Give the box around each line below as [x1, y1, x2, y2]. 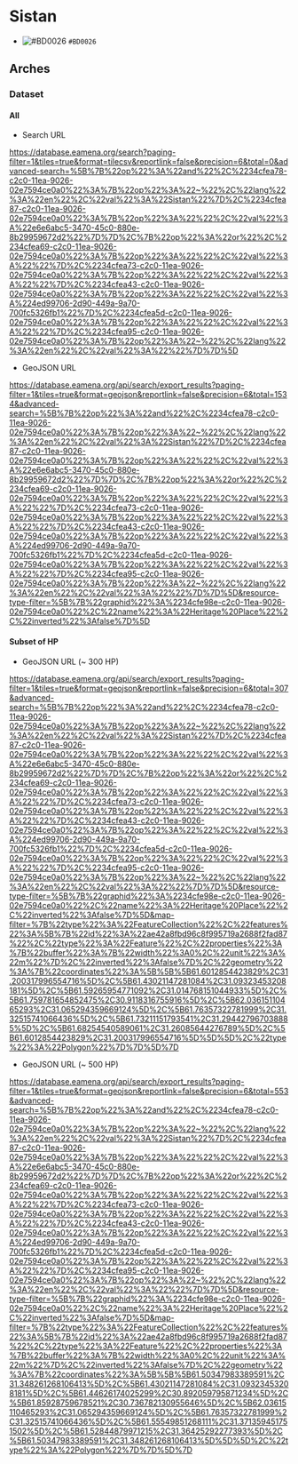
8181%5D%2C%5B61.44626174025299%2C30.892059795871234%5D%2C [9, 1388, 289, 1398]
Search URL [21, 130, 67, 140]
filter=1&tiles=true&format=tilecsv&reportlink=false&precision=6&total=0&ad [9, 156, 288, 167]
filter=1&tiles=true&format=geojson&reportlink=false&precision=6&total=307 [9, 683, 289, 693]
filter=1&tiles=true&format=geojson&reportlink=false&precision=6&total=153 [9, 389, 287, 400]
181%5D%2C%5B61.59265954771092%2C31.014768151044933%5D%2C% [9, 985, 287, 996]
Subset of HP [9, 636, 59, 647]
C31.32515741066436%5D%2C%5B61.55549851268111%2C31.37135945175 [9, 1416, 288, 1427]
